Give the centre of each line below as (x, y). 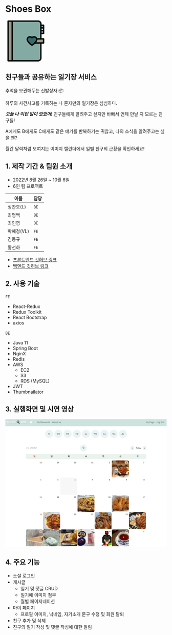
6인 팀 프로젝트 (28, 186)
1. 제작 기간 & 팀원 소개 (39, 167)
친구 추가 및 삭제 (29, 620)
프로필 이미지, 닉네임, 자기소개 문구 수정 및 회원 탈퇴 (72, 614)
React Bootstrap (30, 317)
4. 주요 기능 (23, 562)
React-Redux (26, 306)
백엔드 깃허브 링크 (30, 266)
